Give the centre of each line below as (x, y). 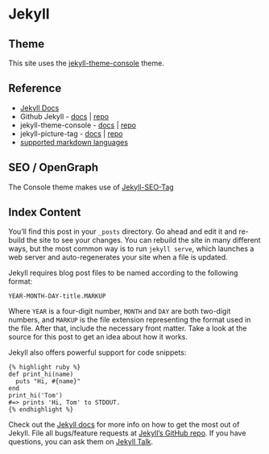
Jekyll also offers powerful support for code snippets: (97, 352)
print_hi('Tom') (35, 396)
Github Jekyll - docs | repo (64, 116)
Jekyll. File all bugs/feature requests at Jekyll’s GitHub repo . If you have (127, 433)
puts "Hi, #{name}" (48, 381)
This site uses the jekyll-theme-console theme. (87, 63)
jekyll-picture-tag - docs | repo (71, 133)
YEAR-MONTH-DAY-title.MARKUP (57, 296)
